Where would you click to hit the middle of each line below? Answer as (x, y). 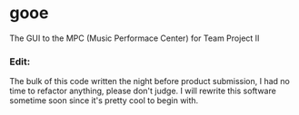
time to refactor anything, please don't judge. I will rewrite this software (143, 91)
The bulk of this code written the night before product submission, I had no (150, 81)
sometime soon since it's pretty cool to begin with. (104, 101)
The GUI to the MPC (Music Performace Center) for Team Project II (135, 38)
